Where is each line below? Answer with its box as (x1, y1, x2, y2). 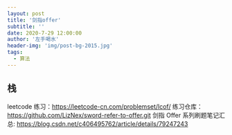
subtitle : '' (7, 23, 45, 30)
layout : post (7, 10, 45, 17)
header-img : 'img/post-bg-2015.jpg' (7, 42, 113, 49)
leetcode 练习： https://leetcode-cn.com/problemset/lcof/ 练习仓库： (7, 102, 203, 111)
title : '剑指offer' (7, 17, 62, 24)
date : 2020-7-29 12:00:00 (7, 29, 82, 37)
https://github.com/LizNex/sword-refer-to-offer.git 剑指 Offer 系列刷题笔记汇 (7, 111, 225, 119)
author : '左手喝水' (7, 36, 60, 43)
